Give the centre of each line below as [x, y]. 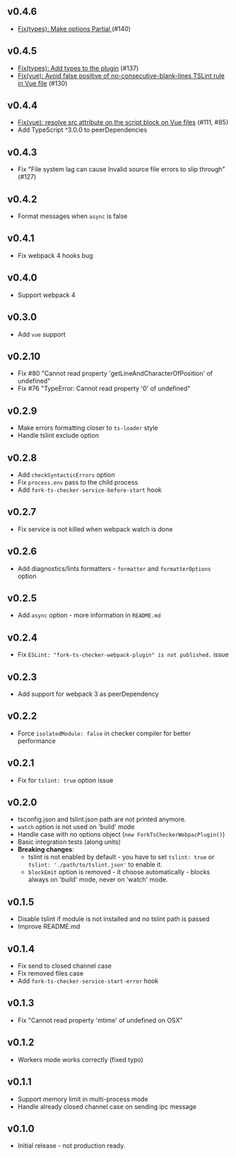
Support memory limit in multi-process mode [83, 1099]
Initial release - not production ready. [71, 1146]
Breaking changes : [46, 850]
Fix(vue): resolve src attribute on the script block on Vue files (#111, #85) [123, 123]
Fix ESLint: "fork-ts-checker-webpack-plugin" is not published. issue [123, 655]
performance [37, 740]
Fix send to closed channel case [64, 966]
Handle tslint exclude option [58, 436]
